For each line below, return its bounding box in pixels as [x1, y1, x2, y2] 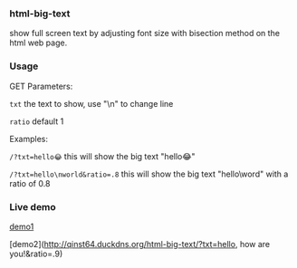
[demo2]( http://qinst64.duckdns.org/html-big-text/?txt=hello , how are [9, 238, 271, 249]
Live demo [9, 200, 56, 213]
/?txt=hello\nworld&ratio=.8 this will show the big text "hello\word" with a [9, 168, 289, 179]
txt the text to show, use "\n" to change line [9, 98, 174, 109]
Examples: [9, 133, 48, 144]
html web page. [9, 37, 68, 48]
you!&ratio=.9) [9, 248, 63, 259]
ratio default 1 [9, 116, 64, 127]
